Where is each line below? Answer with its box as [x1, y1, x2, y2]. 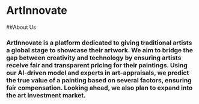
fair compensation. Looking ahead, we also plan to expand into [6, 84, 193, 92]
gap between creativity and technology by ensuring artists [6, 54, 182, 62]
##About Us [6, 23, 36, 31]
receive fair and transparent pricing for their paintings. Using [6, 61, 188, 69]
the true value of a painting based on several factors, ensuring [6, 76, 192, 84]
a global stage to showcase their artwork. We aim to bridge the [6, 46, 194, 54]
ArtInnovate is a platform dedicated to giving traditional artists [6, 38, 192, 47]
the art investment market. [6, 91, 86, 99]
